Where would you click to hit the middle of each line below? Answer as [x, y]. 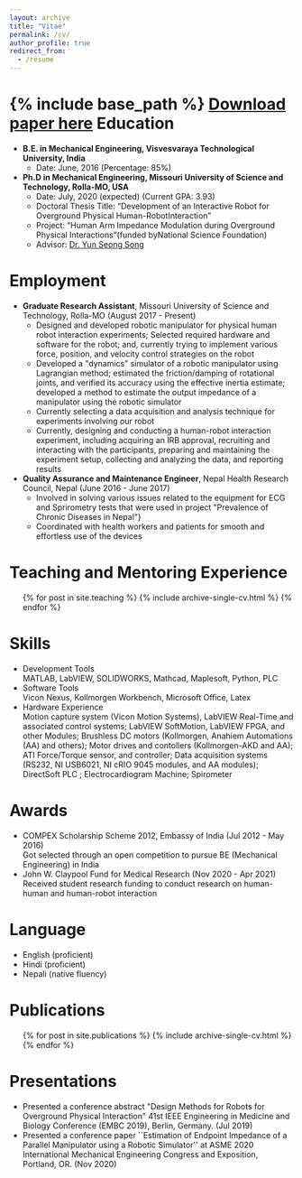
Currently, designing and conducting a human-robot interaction [153, 431]
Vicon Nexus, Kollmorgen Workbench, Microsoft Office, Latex [136, 697]
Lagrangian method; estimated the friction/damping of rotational [155, 373]
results [48, 468]
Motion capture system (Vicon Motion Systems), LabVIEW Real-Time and [158, 716]
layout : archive [40, 18]
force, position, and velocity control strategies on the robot [145, 354]
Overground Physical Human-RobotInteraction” [124, 215]
